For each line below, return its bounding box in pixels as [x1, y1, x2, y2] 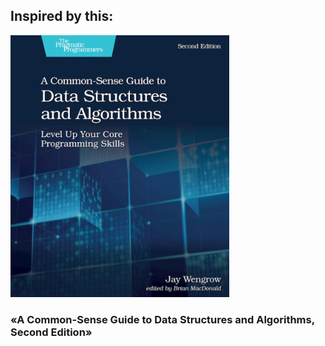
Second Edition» [10, 325, 93, 339]
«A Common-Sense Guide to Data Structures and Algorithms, [10, 312, 315, 326]
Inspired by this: [10, 8, 114, 25]
